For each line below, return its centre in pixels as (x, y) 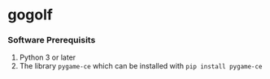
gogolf (30, 15)
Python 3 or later (48, 57)
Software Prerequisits (52, 40)
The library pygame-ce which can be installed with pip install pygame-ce (141, 66)
